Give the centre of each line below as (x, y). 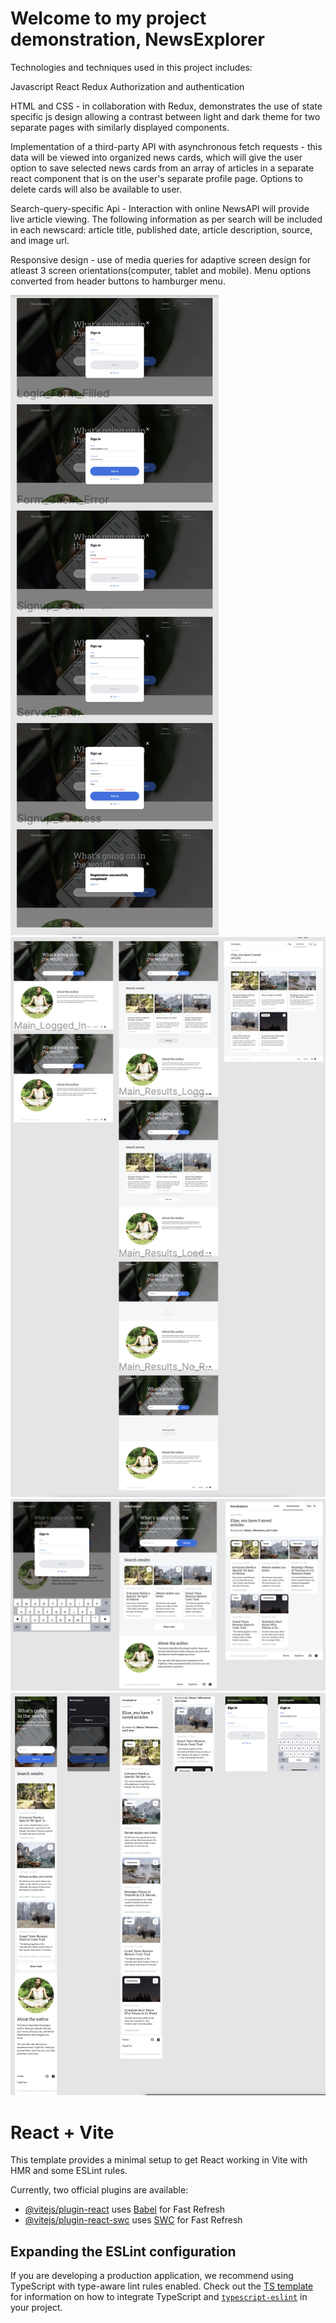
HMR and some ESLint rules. (69, 2171)
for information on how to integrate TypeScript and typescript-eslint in (159, 2297)
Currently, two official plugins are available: (99, 2190)
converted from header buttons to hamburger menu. (118, 281)
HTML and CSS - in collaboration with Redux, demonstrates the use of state (166, 106)
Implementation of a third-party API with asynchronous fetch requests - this (166, 146)
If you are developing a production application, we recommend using (152, 2276)
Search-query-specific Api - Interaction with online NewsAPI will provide (160, 208)
